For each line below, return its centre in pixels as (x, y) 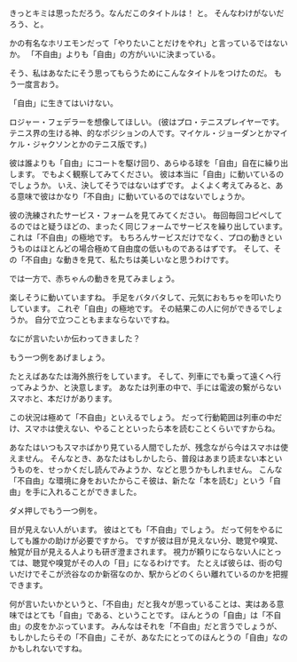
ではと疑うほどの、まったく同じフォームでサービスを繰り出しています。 (156, 226)
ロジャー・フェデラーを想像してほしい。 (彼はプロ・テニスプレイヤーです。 (147, 122)
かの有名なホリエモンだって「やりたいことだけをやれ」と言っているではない (148, 43)
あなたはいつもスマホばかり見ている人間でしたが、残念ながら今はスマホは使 (149, 447)
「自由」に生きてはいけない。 (63, 103)
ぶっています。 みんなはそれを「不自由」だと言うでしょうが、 (168, 626)
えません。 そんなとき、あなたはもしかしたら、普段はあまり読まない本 (138, 459)
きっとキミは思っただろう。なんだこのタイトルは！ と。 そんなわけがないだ (147, 13)
